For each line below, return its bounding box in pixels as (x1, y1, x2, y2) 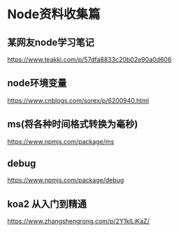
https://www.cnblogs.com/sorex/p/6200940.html (7, 96, 149, 105)
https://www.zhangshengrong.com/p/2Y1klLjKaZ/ (7, 217, 150, 226)
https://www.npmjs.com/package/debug (7, 176, 124, 184)
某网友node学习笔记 (7, 36, 94, 48)
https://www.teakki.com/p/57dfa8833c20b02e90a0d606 (7, 55, 172, 64)
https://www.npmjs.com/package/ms (7, 137, 115, 145)
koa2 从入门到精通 (7, 198, 87, 210)
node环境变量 (7, 78, 67, 89)
